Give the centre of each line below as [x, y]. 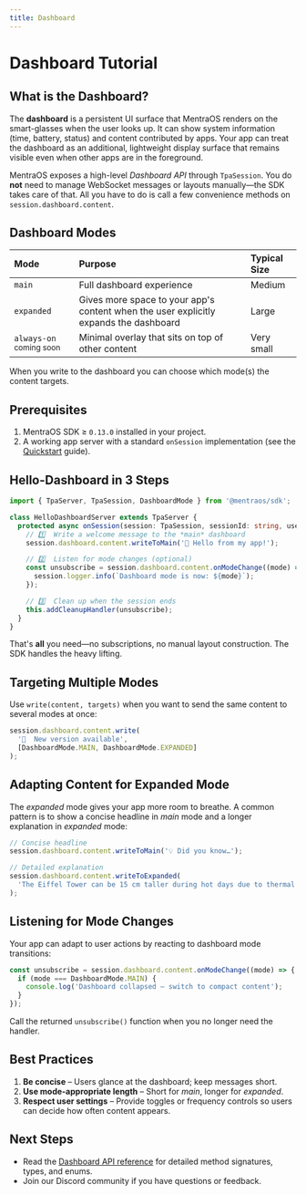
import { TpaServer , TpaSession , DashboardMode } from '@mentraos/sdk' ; [150, 501]
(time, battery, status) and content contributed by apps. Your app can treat [149, 138]
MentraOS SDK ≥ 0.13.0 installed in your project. [114, 432]
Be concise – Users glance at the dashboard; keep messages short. [150, 1081]
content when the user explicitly [147, 311]
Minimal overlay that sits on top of [151, 338]
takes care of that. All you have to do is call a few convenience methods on [150, 194]
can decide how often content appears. [97, 1110]
